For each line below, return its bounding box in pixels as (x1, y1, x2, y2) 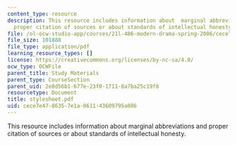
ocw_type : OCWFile (7, 63, 61, 70)
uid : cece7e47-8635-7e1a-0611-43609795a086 (7, 103, 138, 110)
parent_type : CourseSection (7, 76, 90, 83)
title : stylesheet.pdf (7, 96, 74, 103)
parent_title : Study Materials (7, 69, 99, 76)
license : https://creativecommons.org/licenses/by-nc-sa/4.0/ (7, 57, 194, 64)
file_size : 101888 (7, 37, 61, 44)
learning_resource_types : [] (7, 50, 93, 57)
